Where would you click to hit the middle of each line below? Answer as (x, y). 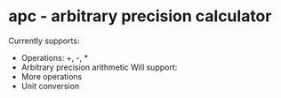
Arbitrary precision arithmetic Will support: (99, 67)
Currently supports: (44, 41)
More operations (52, 76)
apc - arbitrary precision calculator (140, 16)
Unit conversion (50, 86)
